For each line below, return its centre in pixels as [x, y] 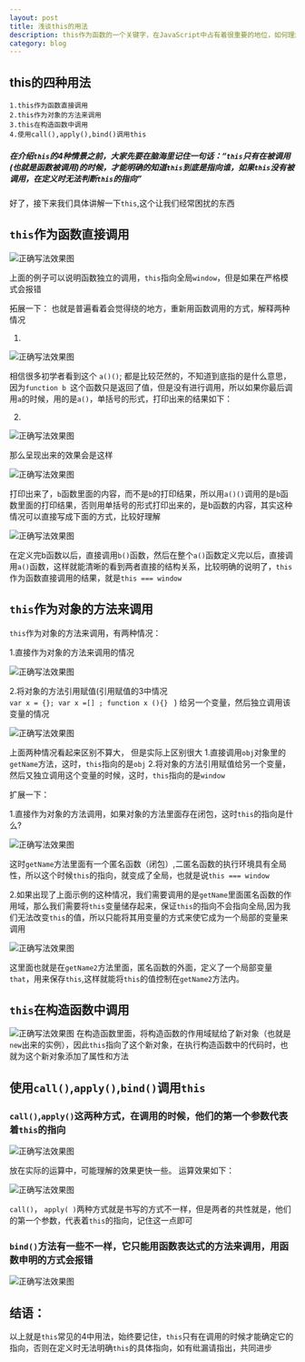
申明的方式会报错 [56, 1260]
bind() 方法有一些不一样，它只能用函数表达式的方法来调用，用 [144, 1246]
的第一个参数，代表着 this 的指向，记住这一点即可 [101, 1221]
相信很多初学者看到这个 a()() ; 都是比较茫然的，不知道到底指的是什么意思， [150, 376]
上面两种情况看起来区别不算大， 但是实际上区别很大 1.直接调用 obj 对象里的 [148, 752]
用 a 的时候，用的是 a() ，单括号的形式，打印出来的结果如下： [121, 399]
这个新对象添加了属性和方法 [77, 1056]
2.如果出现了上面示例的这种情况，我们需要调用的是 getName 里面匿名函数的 [147, 894]
